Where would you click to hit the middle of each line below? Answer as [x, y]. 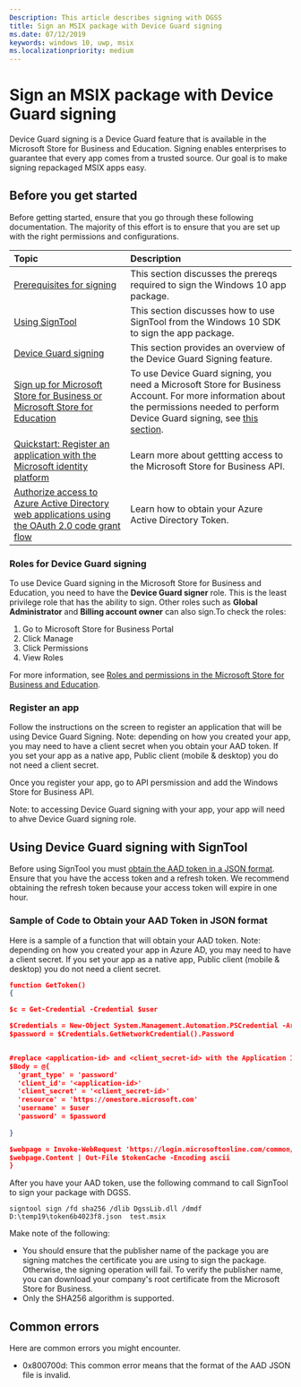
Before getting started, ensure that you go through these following [131, 217]
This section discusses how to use [202, 310]
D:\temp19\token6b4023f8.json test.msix [88, 1217]
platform [31, 478]
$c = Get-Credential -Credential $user [84, 1010]
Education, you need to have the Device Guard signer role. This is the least [148, 593]
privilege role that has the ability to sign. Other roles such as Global [133, 602]
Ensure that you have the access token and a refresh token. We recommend [149, 878]
